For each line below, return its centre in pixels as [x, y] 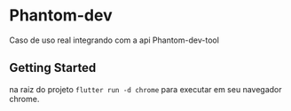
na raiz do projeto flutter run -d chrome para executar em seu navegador [145, 89]
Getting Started [53, 68]
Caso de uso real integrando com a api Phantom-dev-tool [114, 40]
